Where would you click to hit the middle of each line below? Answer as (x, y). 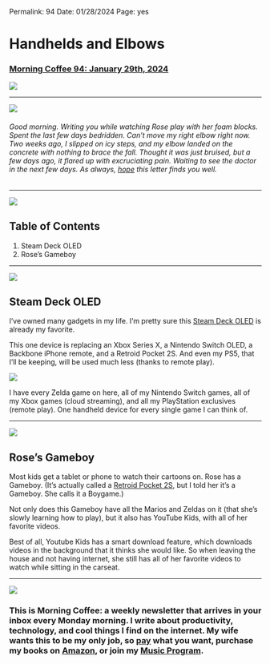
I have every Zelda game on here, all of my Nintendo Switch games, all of (130, 392)
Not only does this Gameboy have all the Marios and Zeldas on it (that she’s (133, 509)
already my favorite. (42, 330)
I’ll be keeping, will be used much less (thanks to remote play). (112, 362)
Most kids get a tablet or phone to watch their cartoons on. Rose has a (125, 477)
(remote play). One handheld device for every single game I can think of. (129, 410)
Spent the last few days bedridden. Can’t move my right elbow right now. (130, 135)
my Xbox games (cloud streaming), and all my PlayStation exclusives (122, 401)
